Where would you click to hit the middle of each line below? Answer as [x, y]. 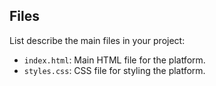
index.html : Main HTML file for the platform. [114, 60]
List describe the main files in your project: [97, 40]
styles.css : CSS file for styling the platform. [114, 70]
